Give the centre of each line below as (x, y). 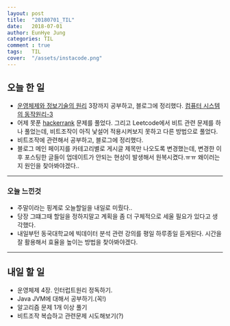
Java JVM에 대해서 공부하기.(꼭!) (62, 299)
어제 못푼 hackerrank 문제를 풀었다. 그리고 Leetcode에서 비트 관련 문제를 (115, 123)
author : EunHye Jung (37, 33)
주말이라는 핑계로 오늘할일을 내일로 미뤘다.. (75, 207)
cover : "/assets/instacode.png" (55, 58)
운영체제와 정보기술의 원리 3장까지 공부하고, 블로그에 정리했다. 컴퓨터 (109, 105)
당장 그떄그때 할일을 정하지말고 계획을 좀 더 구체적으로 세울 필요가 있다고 (114, 216)
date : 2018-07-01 (35, 26)
